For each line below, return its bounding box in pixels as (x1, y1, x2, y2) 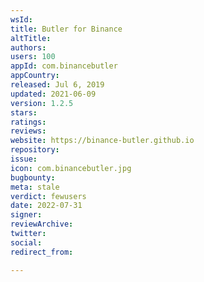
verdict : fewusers (10, 191, 87, 201)
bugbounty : (10, 172, 56, 183)
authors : (10, 42, 47, 53)
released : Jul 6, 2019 (10, 80, 105, 90)
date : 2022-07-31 (10, 201, 83, 211)
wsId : (10, 14, 33, 25)
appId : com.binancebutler (10, 61, 118, 71)
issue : (10, 154, 38, 164)
